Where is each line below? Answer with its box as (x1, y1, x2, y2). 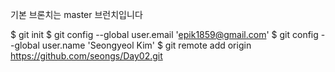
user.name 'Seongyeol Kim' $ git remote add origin (41, 39, 252, 51)
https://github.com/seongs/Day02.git (10, 50, 163, 62)
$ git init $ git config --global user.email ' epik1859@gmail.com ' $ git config (10, 29, 319, 40)
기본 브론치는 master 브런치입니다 (10, 9, 143, 20)
